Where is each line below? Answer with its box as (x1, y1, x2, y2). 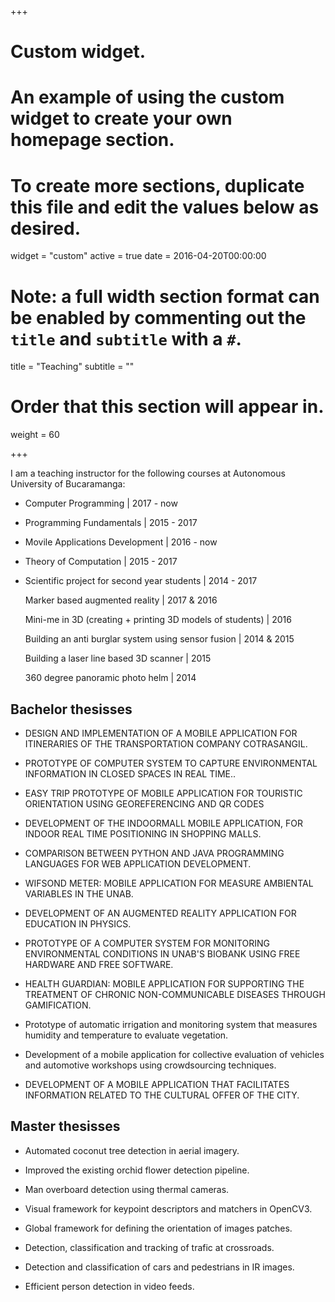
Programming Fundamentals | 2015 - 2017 (24, 517, 198, 529)
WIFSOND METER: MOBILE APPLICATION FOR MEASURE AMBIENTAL (24, 877, 314, 889)
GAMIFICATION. (24, 999, 92, 1011)
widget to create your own (10, 107, 233, 130)
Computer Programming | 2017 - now (24, 497, 178, 510)
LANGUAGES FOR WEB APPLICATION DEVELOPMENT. (24, 858, 252, 870)
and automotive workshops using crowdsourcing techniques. (24, 1059, 277, 1071)
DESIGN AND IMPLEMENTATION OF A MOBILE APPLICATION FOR (24, 727, 298, 739)
